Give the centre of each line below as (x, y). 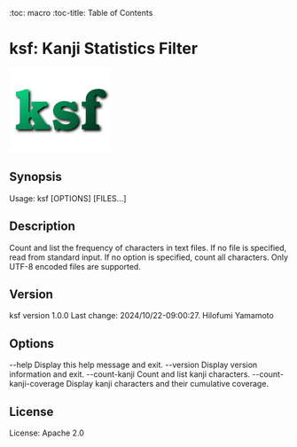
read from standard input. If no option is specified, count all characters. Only (149, 257)
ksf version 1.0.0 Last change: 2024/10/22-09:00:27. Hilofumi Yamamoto (142, 316)
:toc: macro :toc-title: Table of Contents (81, 13)
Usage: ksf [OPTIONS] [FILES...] (68, 198)
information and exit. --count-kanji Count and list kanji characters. (130, 374)
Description (42, 227)
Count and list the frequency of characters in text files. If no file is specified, (148, 247)
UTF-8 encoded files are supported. (75, 266)
